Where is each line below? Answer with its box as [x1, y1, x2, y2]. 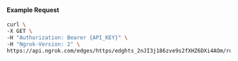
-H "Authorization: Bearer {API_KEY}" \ [6, 34, 129, 41]
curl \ [6, 21, 26, 28]
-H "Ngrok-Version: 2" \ [6, 41, 80, 48]
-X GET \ [6, 28, 33, 35]
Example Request [6, 6, 60, 14]
